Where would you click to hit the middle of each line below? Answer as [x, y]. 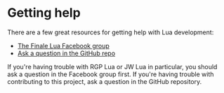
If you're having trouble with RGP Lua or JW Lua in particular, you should [112, 66]
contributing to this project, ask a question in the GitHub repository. [105, 81]
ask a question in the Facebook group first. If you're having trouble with [111, 74]
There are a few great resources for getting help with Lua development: [111, 32]
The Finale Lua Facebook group [64, 45]
